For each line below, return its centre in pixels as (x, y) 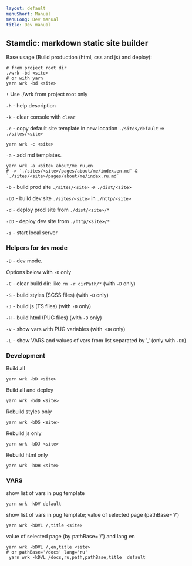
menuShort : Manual (28, 14)
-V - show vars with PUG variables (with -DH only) (66, 329)
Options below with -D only (39, 272)
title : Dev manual (28, 25)
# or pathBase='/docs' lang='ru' (47, 552)
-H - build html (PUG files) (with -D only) (54, 318)
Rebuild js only (24, 433)
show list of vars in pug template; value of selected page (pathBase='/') (93, 515)
